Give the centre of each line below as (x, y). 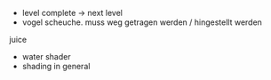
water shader (46, 56)
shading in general (56, 66)
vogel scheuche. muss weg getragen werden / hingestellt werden (142, 22)
